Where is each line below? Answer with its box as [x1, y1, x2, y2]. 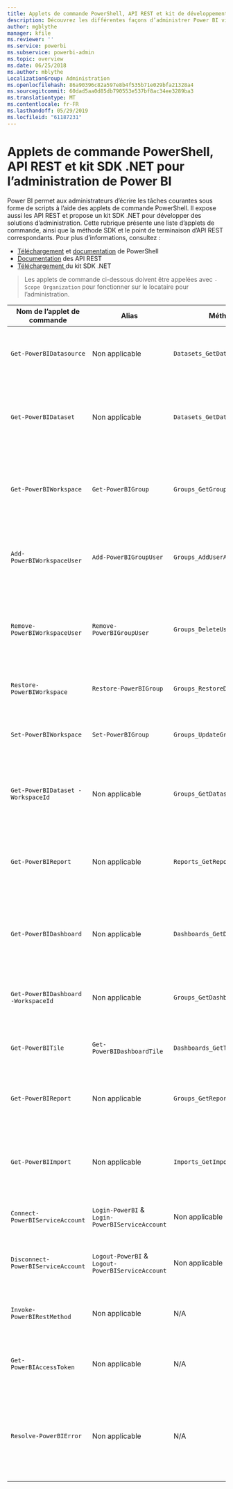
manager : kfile [7, 29, 51, 37]
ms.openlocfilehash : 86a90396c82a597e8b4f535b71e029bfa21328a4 [7, 81, 194, 88]
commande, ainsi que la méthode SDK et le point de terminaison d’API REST [7, 226, 224, 234]
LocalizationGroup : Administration [7, 74, 110, 82]
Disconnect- [10, 1255, 51, 1263]
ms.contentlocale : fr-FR [7, 101, 79, 108]
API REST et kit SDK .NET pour [7, 158, 185, 174]
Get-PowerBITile [10, 1043, 64, 1052]
